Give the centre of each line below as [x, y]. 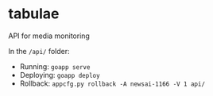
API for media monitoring [49, 36]
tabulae [34, 14]
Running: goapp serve [55, 66]
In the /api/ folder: [39, 51]
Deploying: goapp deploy [60, 75]
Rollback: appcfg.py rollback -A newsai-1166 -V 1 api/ [112, 83]
